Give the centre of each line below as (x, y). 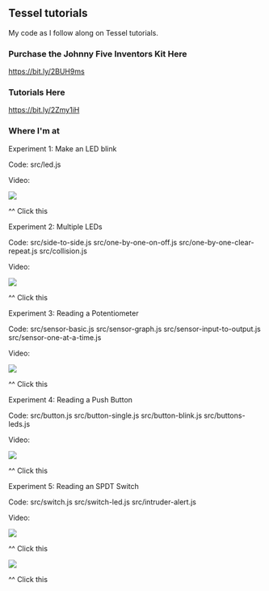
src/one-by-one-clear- (216, 242)
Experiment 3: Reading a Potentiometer (74, 313)
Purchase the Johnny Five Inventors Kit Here (98, 53)
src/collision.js (63, 251)
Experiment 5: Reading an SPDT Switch (74, 486)
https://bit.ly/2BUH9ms (46, 71)
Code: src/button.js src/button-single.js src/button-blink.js (105, 415)
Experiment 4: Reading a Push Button (71, 399)
